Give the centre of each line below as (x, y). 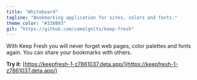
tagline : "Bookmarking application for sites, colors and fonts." (92, 18)
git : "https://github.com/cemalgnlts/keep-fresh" (70, 29)
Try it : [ (16, 64)
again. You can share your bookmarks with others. (69, 53)
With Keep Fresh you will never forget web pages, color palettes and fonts (99, 46)
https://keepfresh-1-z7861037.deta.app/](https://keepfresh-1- (101, 64)
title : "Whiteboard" (32, 12)
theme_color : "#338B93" (36, 23)
